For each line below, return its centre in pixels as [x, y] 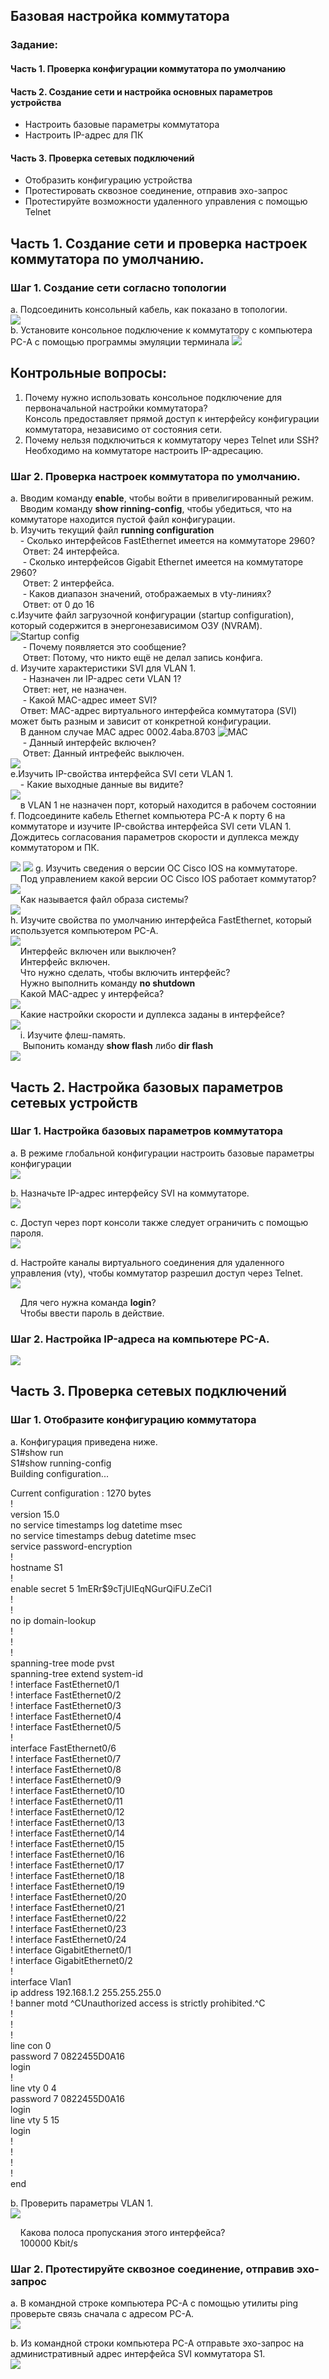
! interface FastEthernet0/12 [67, 1811]
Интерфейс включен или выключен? [98, 951]
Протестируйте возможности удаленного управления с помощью [166, 201]
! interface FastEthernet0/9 [66, 1780]
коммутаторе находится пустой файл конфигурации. [123, 520]
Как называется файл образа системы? [104, 900]
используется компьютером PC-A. [84, 931]
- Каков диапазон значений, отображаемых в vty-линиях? [147, 594]
